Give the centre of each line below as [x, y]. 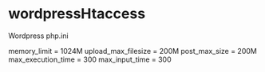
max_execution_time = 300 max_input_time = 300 [90, 59]
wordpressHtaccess [77, 14]
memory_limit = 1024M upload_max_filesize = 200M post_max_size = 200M [132, 51]
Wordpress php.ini [39, 36]
